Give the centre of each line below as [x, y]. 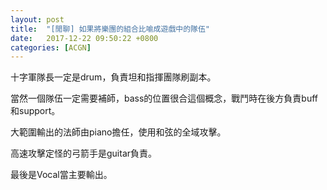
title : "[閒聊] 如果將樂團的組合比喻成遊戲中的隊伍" [110, 29]
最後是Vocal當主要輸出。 [61, 175]
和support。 [35, 111]
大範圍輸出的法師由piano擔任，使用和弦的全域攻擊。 [118, 132]
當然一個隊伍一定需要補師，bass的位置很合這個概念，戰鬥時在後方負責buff [164, 98]
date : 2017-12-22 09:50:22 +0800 [84, 38]
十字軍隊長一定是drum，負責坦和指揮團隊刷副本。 [113, 77]
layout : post [37, 19]
